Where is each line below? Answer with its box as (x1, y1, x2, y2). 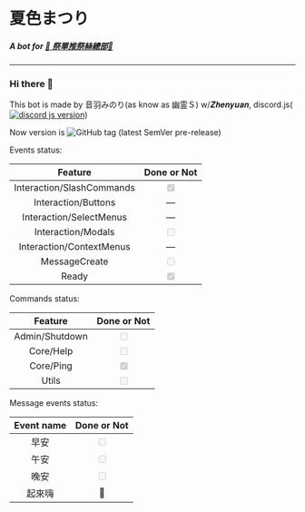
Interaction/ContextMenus (18, 241, 131, 253)
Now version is (9, 127, 65, 138)
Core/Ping (29, 359, 73, 372)
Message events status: (9, 398, 99, 409)
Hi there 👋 (9, 78, 54, 91)
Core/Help (28, 345, 74, 358)
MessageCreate (40, 255, 109, 268)
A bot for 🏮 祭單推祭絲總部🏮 (9, 40, 113, 51)
